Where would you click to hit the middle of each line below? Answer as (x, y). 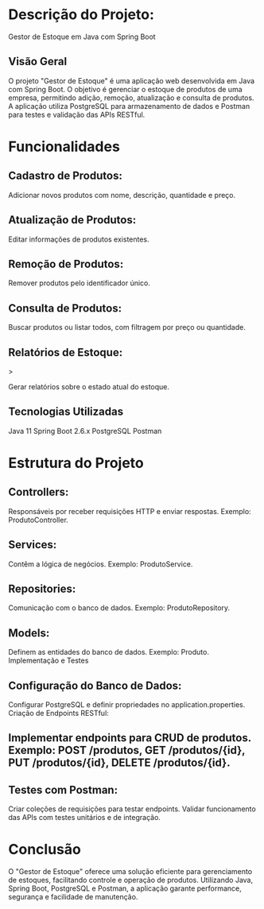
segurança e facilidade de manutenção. (73, 897)
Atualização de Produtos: (72, 220)
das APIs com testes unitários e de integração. (85, 818)
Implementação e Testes (49, 660)
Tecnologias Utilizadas (66, 412)
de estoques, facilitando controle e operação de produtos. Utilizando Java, (130, 880)
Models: (29, 633)
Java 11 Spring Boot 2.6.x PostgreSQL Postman (85, 431)
